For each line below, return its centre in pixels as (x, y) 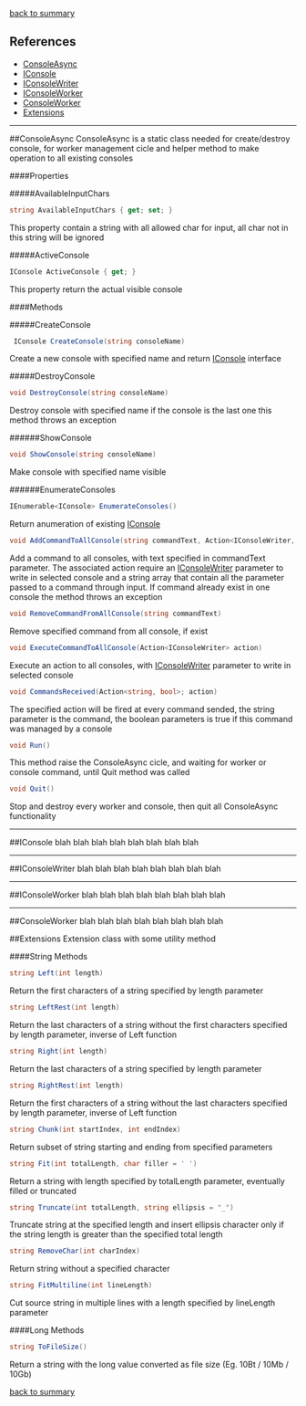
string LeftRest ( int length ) (65, 1008)
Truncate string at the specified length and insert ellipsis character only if (147, 1225)
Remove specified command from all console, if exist (109, 631)
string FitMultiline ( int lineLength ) (81, 1285)
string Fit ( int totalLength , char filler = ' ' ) (103, 1163)
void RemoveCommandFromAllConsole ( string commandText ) (116, 614)
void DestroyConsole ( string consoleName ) (89, 393)
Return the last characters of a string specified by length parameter (136, 1068)
